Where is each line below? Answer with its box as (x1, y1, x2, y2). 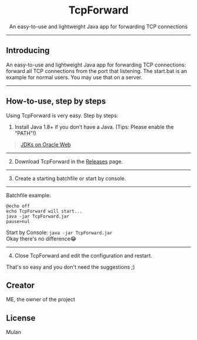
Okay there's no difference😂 (6, 235, 77, 242)
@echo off (6, 203, 30, 209)
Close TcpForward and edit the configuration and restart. (14, 252, 152, 259)
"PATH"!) (14, 129, 36, 136)
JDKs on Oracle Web (20, 141, 72, 148)
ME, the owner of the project (6, 296, 75, 303)
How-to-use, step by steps (6, 96, 107, 106)
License (6, 313, 36, 323)
